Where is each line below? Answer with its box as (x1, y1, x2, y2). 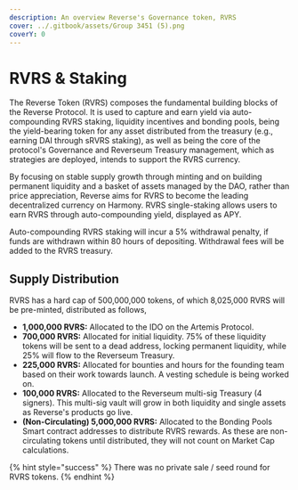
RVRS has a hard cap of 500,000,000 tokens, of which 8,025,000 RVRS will (9, 295, 286, 306)
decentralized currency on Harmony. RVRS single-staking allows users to (9, 200, 278, 210)
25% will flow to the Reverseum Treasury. (21, 350, 175, 361)
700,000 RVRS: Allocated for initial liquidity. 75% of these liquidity (21, 331, 267, 342)
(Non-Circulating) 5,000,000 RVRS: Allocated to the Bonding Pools (21, 416, 273, 428)
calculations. (21, 445, 69, 455)
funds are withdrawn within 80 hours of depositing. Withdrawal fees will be (9, 236, 285, 247)
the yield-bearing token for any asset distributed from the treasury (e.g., (9, 126, 274, 136)
